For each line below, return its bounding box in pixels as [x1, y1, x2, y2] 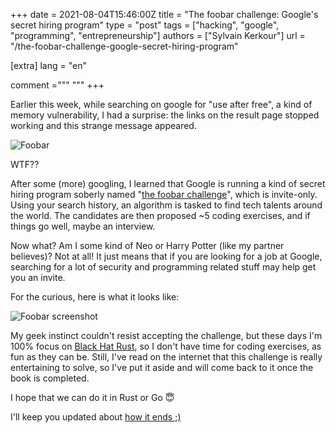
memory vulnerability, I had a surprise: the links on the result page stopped [10, 109, 320, 121]
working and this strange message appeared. [10, 120, 197, 131]
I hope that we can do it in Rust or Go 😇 [10, 392, 175, 403]
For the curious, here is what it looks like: [10, 291, 180, 303]
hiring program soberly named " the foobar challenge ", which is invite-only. [10, 189, 318, 200]
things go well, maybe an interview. [10, 220, 156, 232]
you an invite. [10, 272, 66, 283]
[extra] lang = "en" [10, 60, 87, 71]
